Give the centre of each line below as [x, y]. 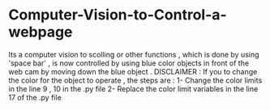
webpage [41, 32]
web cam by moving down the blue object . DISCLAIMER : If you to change [133, 71]
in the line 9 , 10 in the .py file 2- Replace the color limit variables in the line [133, 89]
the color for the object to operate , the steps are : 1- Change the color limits [135, 80]
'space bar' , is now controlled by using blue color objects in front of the [129, 63]
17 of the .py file [35, 97]
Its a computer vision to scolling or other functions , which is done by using [134, 54]
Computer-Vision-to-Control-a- [118, 15]
